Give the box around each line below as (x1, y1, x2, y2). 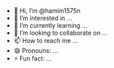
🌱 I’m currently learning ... (13, 22, 88, 29)
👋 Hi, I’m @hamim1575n (13, 7, 81, 15)
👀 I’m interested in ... (13, 14, 73, 22)
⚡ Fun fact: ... (13, 54, 52, 62)
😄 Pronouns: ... (13, 46, 59, 55)
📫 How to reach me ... (13, 37, 78, 44)
